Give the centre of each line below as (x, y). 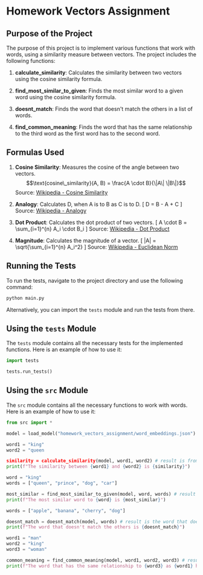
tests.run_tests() (29, 372)
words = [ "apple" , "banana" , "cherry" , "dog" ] (66, 511)
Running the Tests (41, 266)
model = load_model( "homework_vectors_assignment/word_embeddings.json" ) (101, 433)
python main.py (25, 298)
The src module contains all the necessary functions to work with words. (97, 405)
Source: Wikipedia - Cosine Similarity (61, 192)
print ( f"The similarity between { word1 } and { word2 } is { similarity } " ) (98, 467)
